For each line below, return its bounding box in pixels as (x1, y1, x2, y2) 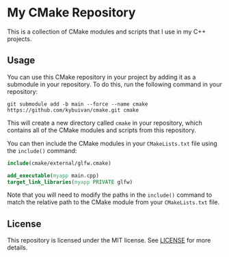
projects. (7, 34, 32, 42)
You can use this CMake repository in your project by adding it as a (7, 73, 196, 81)
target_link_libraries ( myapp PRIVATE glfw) (7, 178, 133, 186)
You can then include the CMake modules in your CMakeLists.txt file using (7, 139, 217, 147)
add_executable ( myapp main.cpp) (7, 172, 99, 179)
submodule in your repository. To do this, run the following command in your (7, 80, 222, 88)
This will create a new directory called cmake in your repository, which (7, 119, 203, 127)
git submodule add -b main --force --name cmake (7, 101, 148, 108)
